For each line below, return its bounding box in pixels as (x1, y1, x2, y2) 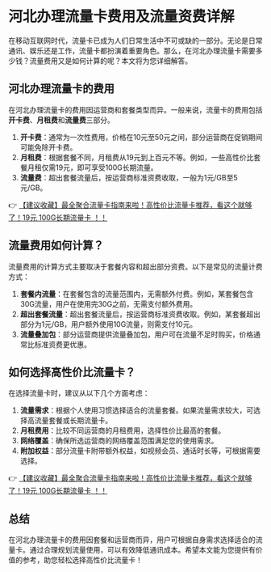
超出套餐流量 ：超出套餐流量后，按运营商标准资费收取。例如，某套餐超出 (19, 309, 261, 319)
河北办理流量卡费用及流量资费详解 (8, 7, 236, 26)
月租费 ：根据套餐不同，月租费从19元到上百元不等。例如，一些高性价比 (19, 152, 254, 162)
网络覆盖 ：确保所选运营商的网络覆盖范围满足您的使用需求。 (19, 436, 219, 446)
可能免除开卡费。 (19, 142, 77, 152)
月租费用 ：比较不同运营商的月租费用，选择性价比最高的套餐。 (19, 426, 226, 435)
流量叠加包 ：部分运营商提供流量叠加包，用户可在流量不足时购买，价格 (19, 329, 254, 339)
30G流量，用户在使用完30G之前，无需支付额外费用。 (19, 299, 198, 308)
